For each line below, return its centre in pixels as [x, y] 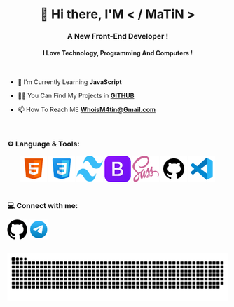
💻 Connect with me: [43, 205]
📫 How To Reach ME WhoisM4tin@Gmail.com [87, 110]
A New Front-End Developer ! [118, 36]
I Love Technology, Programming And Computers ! [118, 53]
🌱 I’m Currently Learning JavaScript [69, 82]
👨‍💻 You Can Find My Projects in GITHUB [76, 96]
